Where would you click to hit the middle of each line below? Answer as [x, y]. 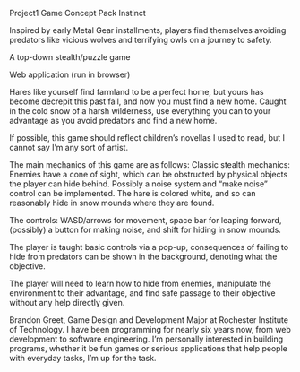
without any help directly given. [67, 303]
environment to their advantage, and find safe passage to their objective [142, 293]
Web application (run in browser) [70, 74]
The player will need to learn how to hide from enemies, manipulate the [140, 283]
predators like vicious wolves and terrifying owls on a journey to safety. [141, 40]
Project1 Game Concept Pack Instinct [77, 13]
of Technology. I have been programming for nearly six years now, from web [150, 329]
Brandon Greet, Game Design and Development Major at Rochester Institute [149, 320]
